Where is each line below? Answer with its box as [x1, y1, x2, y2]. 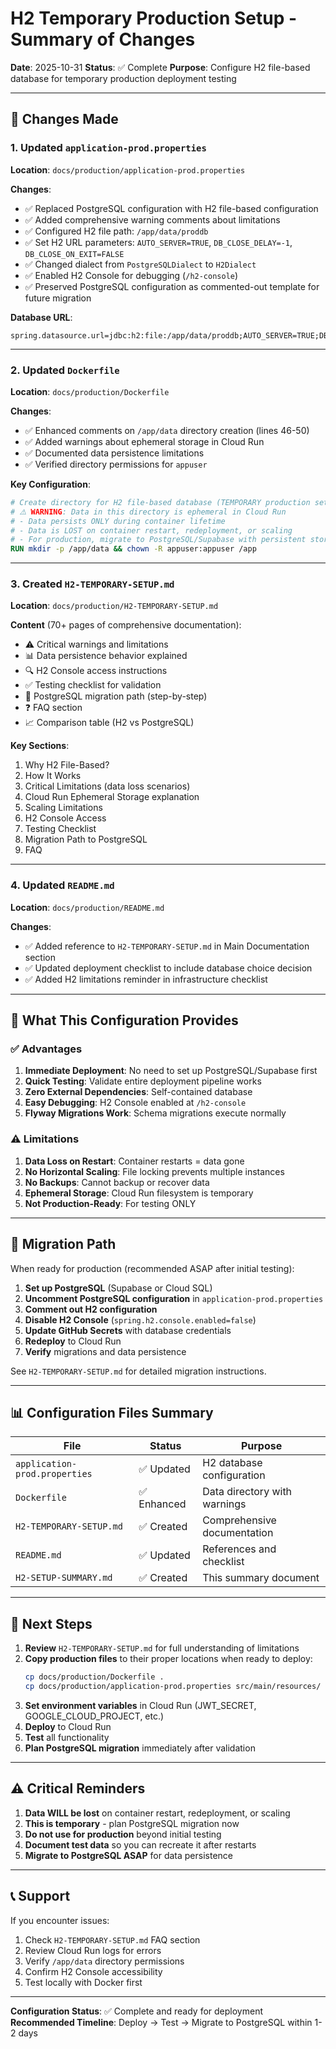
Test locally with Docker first [24, 1976, 143, 1988]
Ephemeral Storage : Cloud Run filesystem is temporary [24, 1187, 254, 1199]
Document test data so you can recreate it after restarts [24, 1838, 257, 1851]
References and [202, 1542, 277, 1556]
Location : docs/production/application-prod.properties [10, 163, 246, 176]
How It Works [24, 770, 82, 782]
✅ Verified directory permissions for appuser [24, 458, 208, 470]
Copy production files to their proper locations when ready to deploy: [24, 1653, 313, 1665]
